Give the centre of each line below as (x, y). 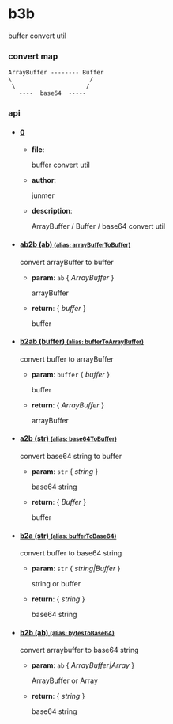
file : (38, 150)
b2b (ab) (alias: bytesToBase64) (67, 632)
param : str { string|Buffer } (76, 569)
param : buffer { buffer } (71, 374)
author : (44, 180)
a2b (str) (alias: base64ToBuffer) (68, 438)
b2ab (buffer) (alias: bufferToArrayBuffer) (82, 342)
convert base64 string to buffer (71, 456)
